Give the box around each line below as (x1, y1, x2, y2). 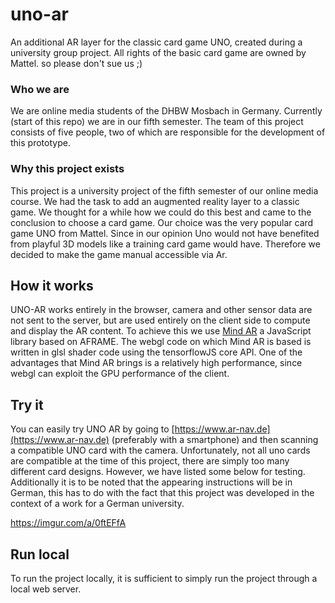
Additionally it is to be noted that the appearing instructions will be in (10, 476, 293, 488)
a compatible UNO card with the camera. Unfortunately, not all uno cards (10, 444, 311, 457)
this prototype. (10, 137, 71, 149)
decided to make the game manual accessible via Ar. (10, 248, 228, 260)
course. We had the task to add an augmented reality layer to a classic (10, 195, 300, 207)
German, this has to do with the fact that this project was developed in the (10, 487, 315, 499)
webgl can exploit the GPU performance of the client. (10, 368, 230, 380)
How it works (10, 277, 94, 294)
